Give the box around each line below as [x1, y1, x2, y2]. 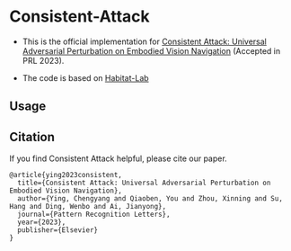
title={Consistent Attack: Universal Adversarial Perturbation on [17, 178, 271, 188]
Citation [9, 129, 56, 145]
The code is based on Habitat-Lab [22, 72, 150, 83]
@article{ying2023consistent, [9, 171, 123, 180]
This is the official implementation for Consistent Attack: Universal [22, 36, 267, 47]
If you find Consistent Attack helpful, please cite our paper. [9, 153, 227, 164]
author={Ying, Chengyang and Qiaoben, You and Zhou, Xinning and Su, [17, 194, 283, 203]
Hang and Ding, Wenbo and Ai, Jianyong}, [9, 202, 167, 211]
